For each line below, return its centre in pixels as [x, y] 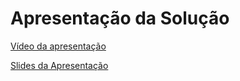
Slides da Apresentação [59, 65]
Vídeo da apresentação [58, 46]
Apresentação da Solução [120, 18]
